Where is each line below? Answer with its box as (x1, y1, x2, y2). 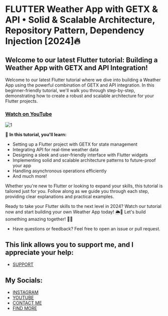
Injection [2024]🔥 (5, 36, 81, 47)
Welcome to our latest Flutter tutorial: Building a (5, 56, 158, 64)
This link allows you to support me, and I (5, 240, 134, 249)
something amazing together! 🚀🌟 (5, 216, 73, 222)
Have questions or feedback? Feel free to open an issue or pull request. (12, 226, 160, 232)
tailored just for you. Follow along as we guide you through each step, (5, 188, 149, 194)
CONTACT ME (12, 299, 42, 306)
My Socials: (5, 276, 43, 284)
